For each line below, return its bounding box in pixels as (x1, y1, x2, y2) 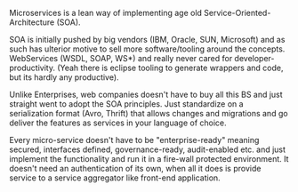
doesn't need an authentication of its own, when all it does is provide (9, 164, 262, 173)
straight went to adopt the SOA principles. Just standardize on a (9, 99, 244, 109)
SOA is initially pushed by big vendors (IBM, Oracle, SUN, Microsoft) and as (9, 35, 286, 44)
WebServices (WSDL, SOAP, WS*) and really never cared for (9, 53, 233, 63)
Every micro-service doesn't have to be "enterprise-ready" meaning (9, 135, 260, 145)
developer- (234, 53, 275, 63)
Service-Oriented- (204, 8, 271, 18)
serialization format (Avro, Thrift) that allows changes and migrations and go (9, 108, 288, 118)
